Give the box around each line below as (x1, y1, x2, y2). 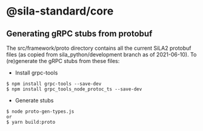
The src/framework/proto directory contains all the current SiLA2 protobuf (6, 44, 192, 52)
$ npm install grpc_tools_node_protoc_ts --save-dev (6, 86, 142, 92)
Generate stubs (15, 97, 54, 104)
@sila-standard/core (6, 4, 114, 18)
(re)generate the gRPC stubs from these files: (6, 58, 120, 64)
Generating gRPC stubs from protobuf (6, 29, 153, 39)
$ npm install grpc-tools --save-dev (6, 81, 102, 87)
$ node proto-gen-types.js (6, 109, 75, 115)
